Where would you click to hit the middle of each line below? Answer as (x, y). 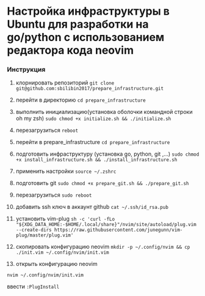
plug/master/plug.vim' (45, 235)
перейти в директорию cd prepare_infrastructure (81, 100)
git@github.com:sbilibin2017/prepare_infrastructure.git (90, 89)
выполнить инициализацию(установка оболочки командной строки (104, 112)
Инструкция (26, 70)
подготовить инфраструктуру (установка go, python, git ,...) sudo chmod (107, 154)
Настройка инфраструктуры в (88, 11)
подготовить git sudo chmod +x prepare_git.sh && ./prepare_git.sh (102, 183)
